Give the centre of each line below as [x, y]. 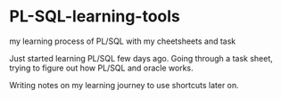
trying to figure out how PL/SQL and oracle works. [101, 68]
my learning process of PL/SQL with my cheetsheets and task [123, 41]
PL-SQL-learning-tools [95, 16]
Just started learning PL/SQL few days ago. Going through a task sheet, [141, 58]
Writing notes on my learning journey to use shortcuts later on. [124, 85]
